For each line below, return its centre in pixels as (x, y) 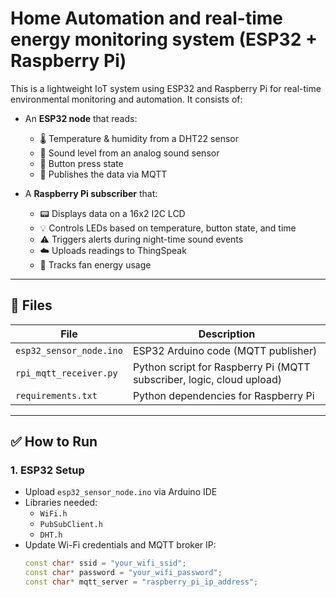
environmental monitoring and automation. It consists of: (126, 99)
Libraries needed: (61, 503)
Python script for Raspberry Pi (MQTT (221, 367)
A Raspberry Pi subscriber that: (91, 193)
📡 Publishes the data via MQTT (103, 174)
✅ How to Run (54, 442)
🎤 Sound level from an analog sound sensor (129, 153)
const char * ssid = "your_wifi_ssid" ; (105, 563)
